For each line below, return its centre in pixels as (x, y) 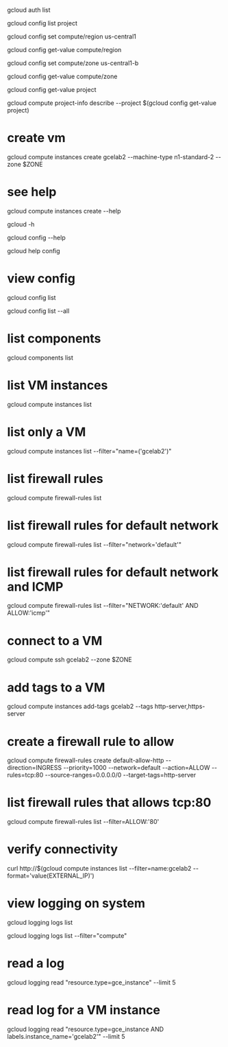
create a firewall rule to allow (91, 741)
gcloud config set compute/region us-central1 (72, 36)
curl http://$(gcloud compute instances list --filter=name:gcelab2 (99, 869)
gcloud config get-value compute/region (64, 50)
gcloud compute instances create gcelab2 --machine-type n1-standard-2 (111, 156)
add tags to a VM (56, 687)
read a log (36, 964)
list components (54, 338)
